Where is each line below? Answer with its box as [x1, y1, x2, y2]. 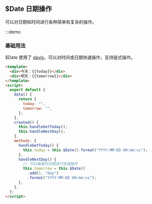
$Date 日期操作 [5, 4, 52, 13]
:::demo [5, 29, 21, 35]
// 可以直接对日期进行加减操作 [23, 161, 78, 167]
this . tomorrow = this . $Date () [23, 166, 85, 171]
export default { [9, 88, 46, 93]
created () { [14, 120, 39, 125]
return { [18, 97, 37, 102]
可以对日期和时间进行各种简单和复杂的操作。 [5, 19, 97, 25]
